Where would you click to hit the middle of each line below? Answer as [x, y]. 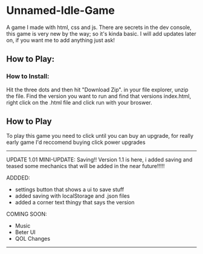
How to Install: [28, 76]
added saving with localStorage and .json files [72, 196]
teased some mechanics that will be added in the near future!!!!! [85, 166]
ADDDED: [18, 178]
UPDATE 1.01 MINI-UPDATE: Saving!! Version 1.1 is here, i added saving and [99, 160]
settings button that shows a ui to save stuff [69, 190]
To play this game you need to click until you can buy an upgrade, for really [100, 136]
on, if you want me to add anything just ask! [61, 40]
